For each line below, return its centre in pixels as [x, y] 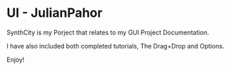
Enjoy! [16, 59]
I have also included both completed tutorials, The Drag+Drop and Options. [115, 46]
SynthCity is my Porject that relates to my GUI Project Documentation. [108, 32]
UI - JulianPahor [55, 13]
